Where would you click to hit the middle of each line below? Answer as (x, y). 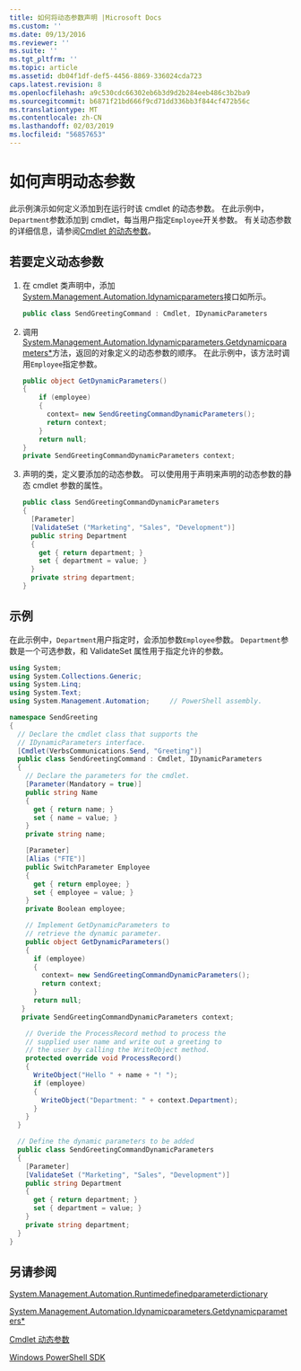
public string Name (62, 792)
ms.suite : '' (34, 51)
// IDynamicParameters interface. (82, 742)
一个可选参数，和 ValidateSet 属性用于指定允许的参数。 (126, 650)
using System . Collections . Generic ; (76, 676)
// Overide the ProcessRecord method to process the (126, 1033)
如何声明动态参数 (73, 182)
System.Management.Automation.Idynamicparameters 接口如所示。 (146, 296)
